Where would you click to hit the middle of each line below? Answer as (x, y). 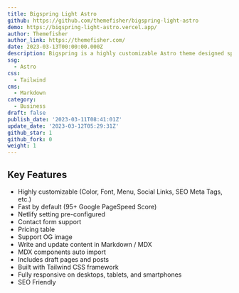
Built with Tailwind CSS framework (68, 267)
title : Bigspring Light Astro (52, 14)
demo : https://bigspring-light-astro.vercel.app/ (83, 27)
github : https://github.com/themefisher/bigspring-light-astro (103, 21)
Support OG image (45, 237)
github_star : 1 (30, 133)
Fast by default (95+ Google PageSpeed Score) (87, 206)
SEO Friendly (37, 282)
